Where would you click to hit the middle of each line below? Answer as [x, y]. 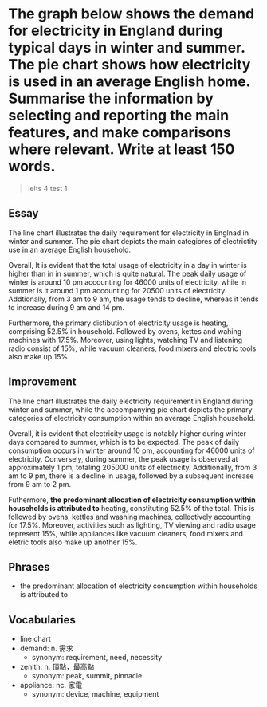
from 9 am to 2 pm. [40, 484]
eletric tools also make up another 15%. [73, 542]
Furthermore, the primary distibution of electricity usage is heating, [118, 323]
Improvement [42, 382]
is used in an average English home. [130, 82]
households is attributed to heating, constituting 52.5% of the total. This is [132, 508]
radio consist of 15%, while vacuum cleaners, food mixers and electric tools [132, 348]
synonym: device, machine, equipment [95, 694]
